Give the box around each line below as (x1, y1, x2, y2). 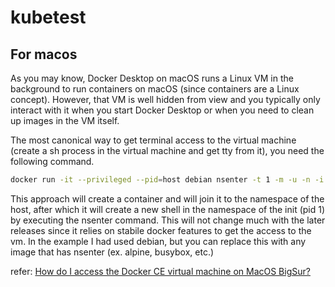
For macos (10, 46, 78, 63)
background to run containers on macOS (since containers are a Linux (10, 83, 300, 95)
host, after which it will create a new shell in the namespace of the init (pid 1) (10, 203, 326, 215)
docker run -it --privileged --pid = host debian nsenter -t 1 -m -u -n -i (10, 175, 325, 185)
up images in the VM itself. (10, 115, 120, 126)
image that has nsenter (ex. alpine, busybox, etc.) (10, 246, 215, 258)
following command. (10, 156, 95, 167)
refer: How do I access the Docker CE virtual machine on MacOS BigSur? (10, 265, 311, 277)
